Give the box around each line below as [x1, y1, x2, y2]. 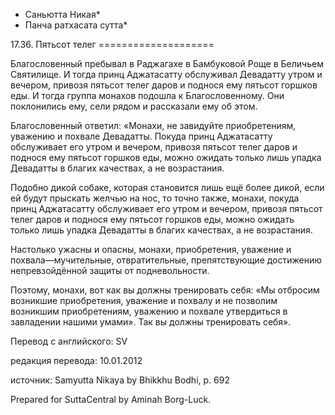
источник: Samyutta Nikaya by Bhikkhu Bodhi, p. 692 [10, 374, 230, 386]
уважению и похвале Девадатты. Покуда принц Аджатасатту [10, 130, 273, 142]
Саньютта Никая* [24, 9, 101, 20]
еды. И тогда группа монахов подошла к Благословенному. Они [10, 90, 285, 101]
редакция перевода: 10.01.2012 [10, 355, 143, 366]
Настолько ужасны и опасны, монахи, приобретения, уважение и [10, 244, 292, 255]
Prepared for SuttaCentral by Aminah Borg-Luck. [10, 394, 212, 405]
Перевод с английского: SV [10, 335, 128, 347]
